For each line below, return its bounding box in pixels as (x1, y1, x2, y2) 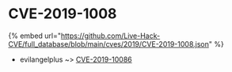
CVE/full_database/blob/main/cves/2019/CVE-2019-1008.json (8, 39, 210, 48)
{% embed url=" (8, 31, 62, 40)
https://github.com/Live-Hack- (60, 31, 161, 40)
